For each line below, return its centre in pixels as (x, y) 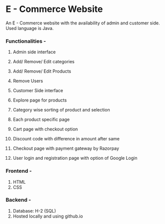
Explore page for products (40, 100)
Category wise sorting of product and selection (61, 110)
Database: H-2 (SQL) (34, 211)
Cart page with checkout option (45, 129)
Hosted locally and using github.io (48, 216)
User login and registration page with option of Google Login (75, 158)
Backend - (18, 200)
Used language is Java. (30, 28)
